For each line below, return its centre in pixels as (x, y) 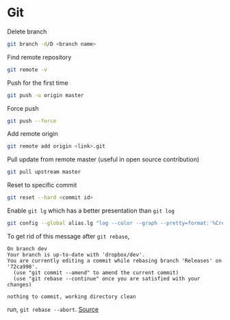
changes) (20, 284)
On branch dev (27, 249)
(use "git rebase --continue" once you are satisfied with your (107, 278)
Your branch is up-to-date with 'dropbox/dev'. (76, 254)
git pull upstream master (44, 172)
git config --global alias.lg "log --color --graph (82, 224)
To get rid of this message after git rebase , (68, 236)
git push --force (32, 121)
